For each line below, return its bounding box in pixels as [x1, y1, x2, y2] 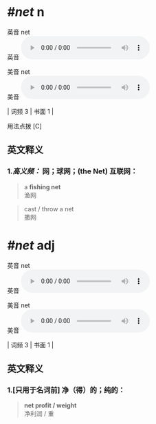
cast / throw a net [23, 204, 74, 213]
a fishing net [23, 182, 61, 191]
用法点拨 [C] [7, 122, 43, 130]
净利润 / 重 [23, 409, 54, 418]
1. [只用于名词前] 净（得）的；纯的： [7, 385, 126, 394]
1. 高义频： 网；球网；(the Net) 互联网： [7, 166, 138, 176]
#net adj [7, 238, 55, 253]
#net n [7, 4, 45, 20]
